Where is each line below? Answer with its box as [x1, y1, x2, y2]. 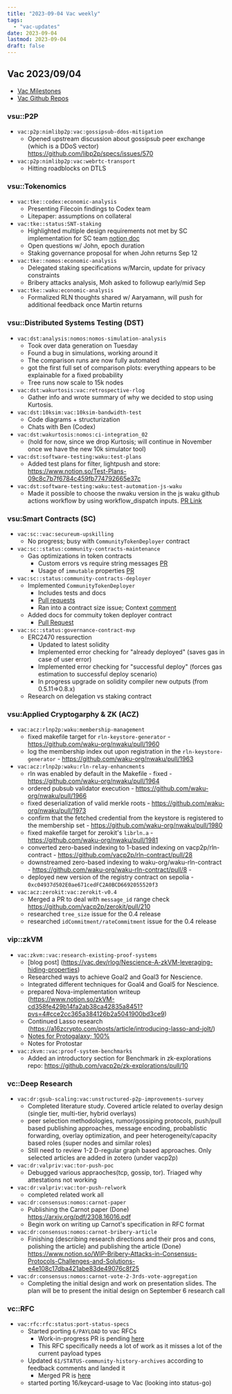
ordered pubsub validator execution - [27, 784, 134, 793]
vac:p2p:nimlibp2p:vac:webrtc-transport [17, 158, 136, 165]
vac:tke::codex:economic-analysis [17, 199, 117, 206]
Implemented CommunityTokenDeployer [27, 581, 136, 590]
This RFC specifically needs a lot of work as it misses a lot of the [37, 1342, 223, 1350]
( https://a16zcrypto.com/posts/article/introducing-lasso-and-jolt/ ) [27, 1024, 216, 1032]
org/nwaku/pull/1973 [27, 807, 87, 815]
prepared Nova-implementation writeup [27, 987, 141, 996]
